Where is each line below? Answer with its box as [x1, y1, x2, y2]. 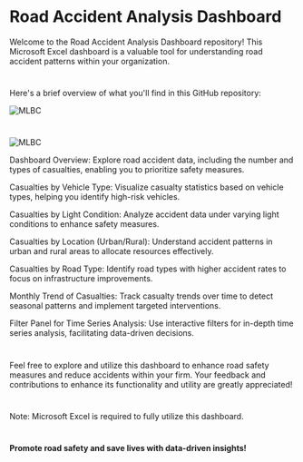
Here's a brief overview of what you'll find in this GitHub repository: [9, 88, 261, 99]
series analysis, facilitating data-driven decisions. [9, 328, 195, 339]
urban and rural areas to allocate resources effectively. [9, 246, 214, 257]
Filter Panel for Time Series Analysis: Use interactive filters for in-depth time [9, 318, 294, 329]
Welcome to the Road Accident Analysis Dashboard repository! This [9, 36, 263, 47]
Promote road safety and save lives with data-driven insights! [9, 442, 247, 453]
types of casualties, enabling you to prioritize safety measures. [9, 164, 245, 175]
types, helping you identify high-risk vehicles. [9, 192, 181, 202]
